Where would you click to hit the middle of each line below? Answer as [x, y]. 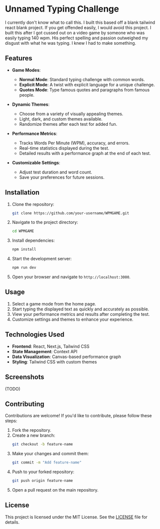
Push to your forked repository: [43, 472]
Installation [22, 193]
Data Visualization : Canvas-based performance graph [66, 357]
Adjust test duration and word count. [56, 172]
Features [19, 59]
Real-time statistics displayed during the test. [64, 148]
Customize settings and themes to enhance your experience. [73, 319]
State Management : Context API [45, 351]
